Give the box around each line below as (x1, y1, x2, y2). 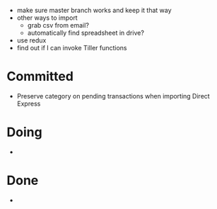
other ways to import (16, 13, 78, 22)
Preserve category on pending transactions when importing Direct (16, 91, 210, 100)
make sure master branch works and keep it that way (16, 6, 172, 14)
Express (16, 99, 41, 108)
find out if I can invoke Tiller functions (16, 44, 128, 52)
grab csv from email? (27, 21, 90, 29)
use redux (16, 36, 47, 45)
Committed (6, 69, 74, 84)
